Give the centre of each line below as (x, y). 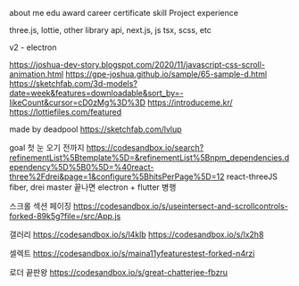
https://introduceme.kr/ (190, 102)
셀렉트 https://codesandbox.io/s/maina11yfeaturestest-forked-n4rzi (132, 253)
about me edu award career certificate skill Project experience (124, 13)
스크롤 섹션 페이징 (40, 206)
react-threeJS (252, 176)
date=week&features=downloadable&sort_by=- (96, 93)
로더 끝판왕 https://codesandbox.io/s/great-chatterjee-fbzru (118, 272)
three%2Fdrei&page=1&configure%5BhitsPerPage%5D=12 (117, 176)
